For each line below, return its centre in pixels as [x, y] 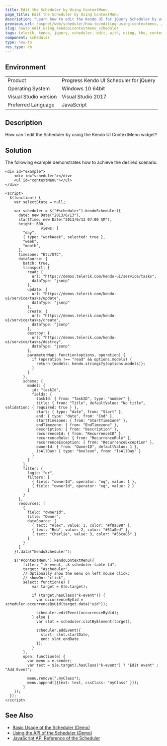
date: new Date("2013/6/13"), [49, 215]
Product [17, 80]
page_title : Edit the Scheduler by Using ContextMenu [62, 14]
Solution [18, 150]
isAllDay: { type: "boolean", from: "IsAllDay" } [89, 451]
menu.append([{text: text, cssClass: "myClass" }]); [83, 683]
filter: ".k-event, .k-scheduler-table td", [70, 565]
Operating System [29, 89]
